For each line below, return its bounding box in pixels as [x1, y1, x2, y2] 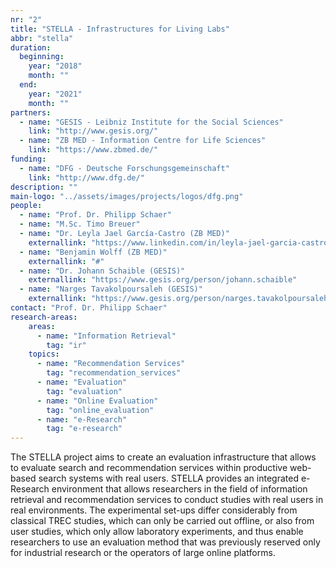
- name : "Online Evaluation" [36, 396, 159, 406]
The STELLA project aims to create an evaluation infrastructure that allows [10, 451, 317, 463]
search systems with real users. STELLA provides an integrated [38, 472, 299, 485]
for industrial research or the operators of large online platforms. [10, 547, 276, 559]
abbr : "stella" [10, 33, 74, 43]
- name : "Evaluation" [36, 377, 128, 387]
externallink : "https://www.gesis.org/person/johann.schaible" [28, 275, 298, 285]
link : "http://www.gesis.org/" [28, 126, 159, 136]
